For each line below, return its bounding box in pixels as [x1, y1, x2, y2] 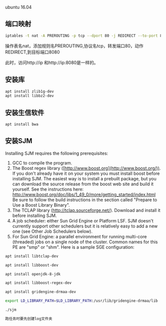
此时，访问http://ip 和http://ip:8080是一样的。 [5, 59, 99, 65]
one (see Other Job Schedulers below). [12, 228, 93, 234]
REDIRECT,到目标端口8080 [5, 49, 60, 55]
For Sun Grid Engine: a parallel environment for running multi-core [12, 233, 147, 239]
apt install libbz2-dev [5, 94, 54, 99]
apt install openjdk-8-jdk [5, 272, 61, 276]
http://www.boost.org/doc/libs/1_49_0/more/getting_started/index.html [12, 191, 156, 197]
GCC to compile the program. [12, 160, 73, 165]
